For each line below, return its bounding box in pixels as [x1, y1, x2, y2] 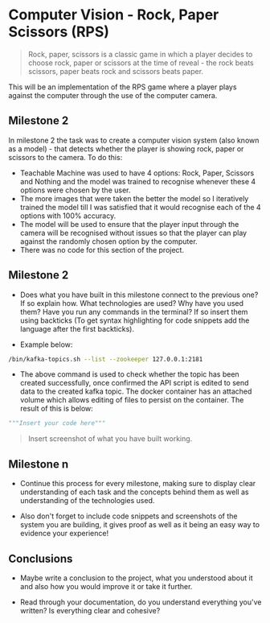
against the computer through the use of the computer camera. [8, 90, 218, 100]
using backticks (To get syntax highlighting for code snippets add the [19, 316, 250, 325]
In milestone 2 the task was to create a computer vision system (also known [8, 135, 260, 145]
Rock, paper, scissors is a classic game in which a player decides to [27, 49, 253, 59]
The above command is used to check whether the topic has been [19, 369, 239, 379]
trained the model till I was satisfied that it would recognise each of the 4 [19, 202, 261, 212]
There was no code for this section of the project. [19, 245, 185, 254]
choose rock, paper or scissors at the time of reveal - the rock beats [27, 58, 255, 68]
